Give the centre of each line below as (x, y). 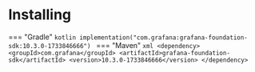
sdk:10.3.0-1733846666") (50, 46)
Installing (40, 15)
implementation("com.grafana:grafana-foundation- (163, 38)
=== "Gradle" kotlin (42, 37)
